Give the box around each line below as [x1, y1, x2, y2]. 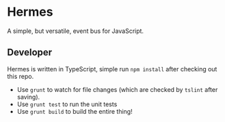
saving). [16, 93, 40, 101]
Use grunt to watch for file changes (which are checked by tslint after [16, 85, 218, 93]
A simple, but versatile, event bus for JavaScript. [7, 27, 144, 35]
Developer [7, 47, 53, 58]
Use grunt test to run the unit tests [16, 100, 118, 108]
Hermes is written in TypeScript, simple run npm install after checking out [7, 64, 217, 73]
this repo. [7, 72, 34, 80]
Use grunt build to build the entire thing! [16, 107, 133, 115]
